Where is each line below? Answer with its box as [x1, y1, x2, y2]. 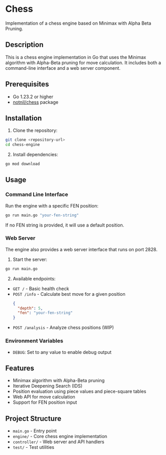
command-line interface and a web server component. [5, 65, 121, 71]
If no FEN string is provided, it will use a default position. [5, 222, 125, 228]
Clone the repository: [12, 127, 58, 134]
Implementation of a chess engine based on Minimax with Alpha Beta [5, 20, 151, 26]
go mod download [5, 161, 40, 167]
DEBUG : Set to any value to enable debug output [12, 349, 112, 355]
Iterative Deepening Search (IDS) [12, 383, 83, 389]
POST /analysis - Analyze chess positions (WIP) [12, 325, 114, 331]
